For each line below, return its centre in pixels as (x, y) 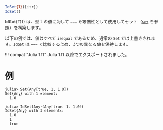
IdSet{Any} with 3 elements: (35, 111)
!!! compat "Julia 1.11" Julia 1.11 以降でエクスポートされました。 (67, 54)
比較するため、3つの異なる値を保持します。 (87, 44)
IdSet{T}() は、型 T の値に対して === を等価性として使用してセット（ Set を (80, 22)
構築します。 (31, 27)
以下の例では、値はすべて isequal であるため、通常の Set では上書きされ (78, 38)
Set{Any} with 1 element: (31, 94)
